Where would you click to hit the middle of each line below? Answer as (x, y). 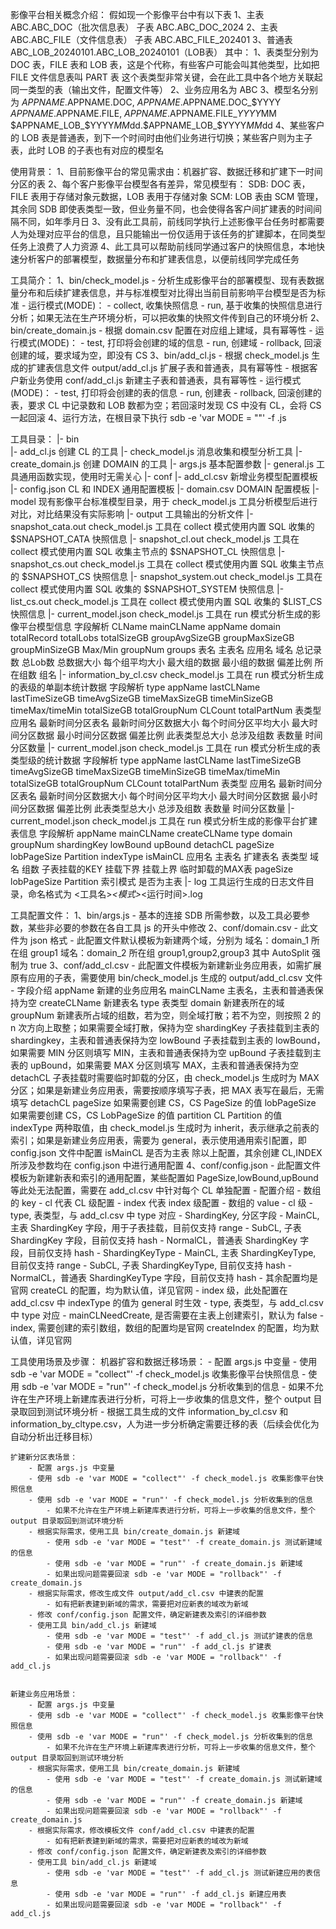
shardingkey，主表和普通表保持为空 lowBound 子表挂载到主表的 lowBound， (168, 1040)
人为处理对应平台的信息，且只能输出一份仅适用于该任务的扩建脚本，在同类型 (168, 234)
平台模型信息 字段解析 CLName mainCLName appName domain (150, 626)
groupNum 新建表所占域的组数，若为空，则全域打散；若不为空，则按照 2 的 (166, 1015)
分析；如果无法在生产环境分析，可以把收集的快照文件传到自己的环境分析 (159, 317)
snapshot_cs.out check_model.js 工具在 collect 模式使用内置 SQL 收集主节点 (167, 564)
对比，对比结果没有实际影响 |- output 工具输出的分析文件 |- (132, 514)
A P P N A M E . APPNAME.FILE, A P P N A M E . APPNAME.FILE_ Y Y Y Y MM (143, 113)
